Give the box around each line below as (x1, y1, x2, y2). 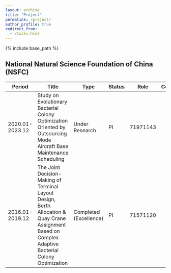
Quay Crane (37, 215, 66, 222)
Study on (37, 91, 60, 98)
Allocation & (37, 208, 66, 215)
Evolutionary (37, 98, 68, 105)
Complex (37, 234, 59, 241)
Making (37, 177, 55, 184)
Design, (37, 195, 56, 203)
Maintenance (37, 149, 69, 156)
